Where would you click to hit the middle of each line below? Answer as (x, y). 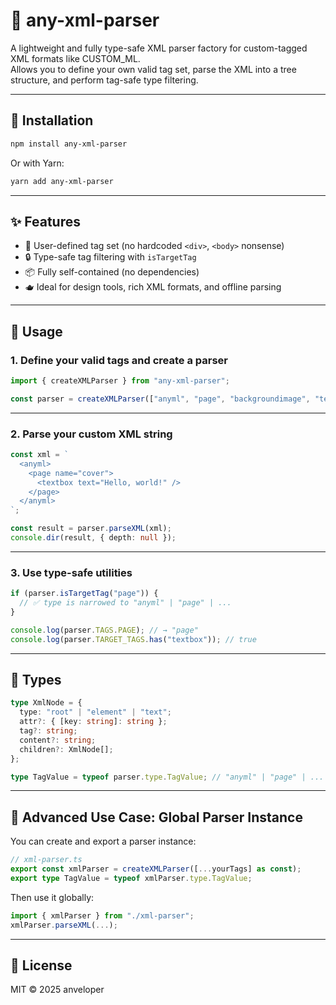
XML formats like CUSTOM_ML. (75, 58)
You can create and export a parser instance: (103, 841)
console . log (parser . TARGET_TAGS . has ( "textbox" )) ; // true (133, 639)
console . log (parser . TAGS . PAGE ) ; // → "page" (104, 630)
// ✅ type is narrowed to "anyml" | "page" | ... (125, 603)
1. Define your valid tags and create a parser (119, 360)
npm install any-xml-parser (69, 144)
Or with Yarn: (37, 163)
